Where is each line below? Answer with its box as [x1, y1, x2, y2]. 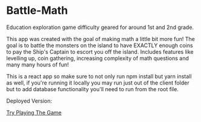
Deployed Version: [6, 97, 53, 104]
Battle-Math [6, 4, 68, 18]
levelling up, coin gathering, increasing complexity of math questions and [6, 54, 189, 62]
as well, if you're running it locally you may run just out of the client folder [6, 79, 189, 86]
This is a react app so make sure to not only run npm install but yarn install [6, 72, 192, 80]
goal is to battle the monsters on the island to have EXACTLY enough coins [6, 42, 193, 49]
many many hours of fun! [6, 61, 69, 68]
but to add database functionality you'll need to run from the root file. [6, 85, 179, 92]
